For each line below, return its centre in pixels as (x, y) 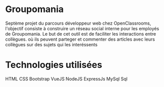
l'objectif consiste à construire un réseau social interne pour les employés (82, 28)
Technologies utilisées (54, 65)
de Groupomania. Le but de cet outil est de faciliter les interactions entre (81, 34)
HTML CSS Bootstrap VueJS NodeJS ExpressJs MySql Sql (67, 78)
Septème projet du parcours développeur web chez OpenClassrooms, (78, 23)
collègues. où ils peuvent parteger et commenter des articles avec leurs (80, 39)
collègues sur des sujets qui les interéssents (51, 44)
